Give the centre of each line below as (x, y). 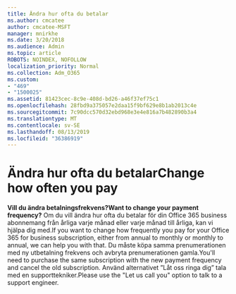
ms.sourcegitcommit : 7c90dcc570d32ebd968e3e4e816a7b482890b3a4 (102, 112)
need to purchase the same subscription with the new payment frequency (114, 260)
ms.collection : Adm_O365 (44, 73)
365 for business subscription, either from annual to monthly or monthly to (116, 238)
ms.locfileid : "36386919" (45, 138)
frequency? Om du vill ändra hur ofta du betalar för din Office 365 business (117, 215)
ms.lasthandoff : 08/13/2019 (49, 132)
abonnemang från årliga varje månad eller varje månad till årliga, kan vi (110, 223)
